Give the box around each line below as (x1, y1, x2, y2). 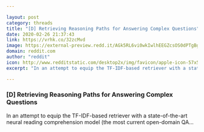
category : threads (6, 19, 53, 26)
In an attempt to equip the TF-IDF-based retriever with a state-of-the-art (6, 112, 188, 119)
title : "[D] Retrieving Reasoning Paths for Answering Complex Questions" (6, 26, 200, 32)
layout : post (6, 14, 39, 20)
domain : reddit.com (6, 48, 56, 55)
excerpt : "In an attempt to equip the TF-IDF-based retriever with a (6, 65, 186, 71)
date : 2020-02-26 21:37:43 (6, 31, 75, 37)
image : (6, 43, 23, 49)
